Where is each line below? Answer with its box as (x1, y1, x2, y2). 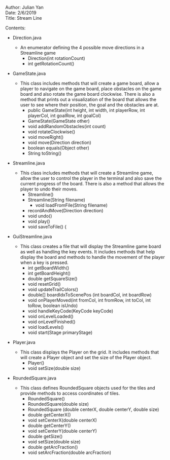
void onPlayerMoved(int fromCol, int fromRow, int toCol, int (27, 297, 151, 303)
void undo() (27, 213, 52, 219)
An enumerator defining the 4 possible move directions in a (20, 45, 145, 50)
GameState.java (12, 70, 46, 76)
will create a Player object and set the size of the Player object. (20, 355, 152, 360)
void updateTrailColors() (27, 286, 79, 292)
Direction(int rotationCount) (27, 55, 85, 61)
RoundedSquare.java (12, 375, 57, 381)
